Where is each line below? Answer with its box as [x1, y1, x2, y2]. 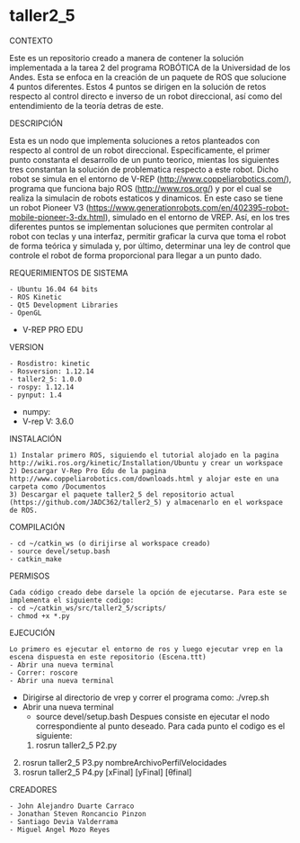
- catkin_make [9, 554, 63, 563]
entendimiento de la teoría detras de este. [9, 100, 164, 111]
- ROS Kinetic [9, 292, 63, 301]
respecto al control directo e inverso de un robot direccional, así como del [9, 91, 283, 102]
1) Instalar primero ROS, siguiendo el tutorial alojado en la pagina [9, 451, 279, 460]
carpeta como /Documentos [9, 482, 106, 491]
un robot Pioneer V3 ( [9, 202, 90, 212]
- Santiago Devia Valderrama [9, 817, 119, 826]
